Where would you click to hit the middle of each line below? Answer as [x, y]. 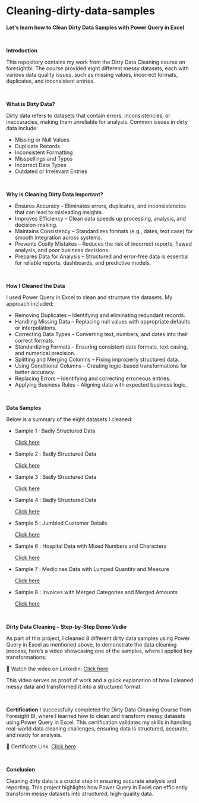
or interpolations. [36, 328]
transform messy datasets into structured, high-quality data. [80, 793]
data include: [22, 128]
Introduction [22, 50]
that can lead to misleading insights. [59, 212]
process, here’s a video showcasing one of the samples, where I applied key [99, 651]
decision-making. [36, 225]
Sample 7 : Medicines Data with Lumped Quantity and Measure [92, 569]
